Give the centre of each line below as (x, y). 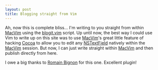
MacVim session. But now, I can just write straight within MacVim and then (79, 48)
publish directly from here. (32, 53)
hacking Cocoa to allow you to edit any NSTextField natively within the (75, 43)
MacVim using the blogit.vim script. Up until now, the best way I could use (79, 33)
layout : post (18, 9)
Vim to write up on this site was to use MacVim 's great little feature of (74, 38)
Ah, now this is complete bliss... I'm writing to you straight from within (74, 27)
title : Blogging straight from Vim (41, 14)
